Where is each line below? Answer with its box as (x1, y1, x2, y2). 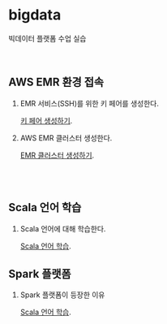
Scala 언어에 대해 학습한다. (19, 223, 106, 233)
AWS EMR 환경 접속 (8, 76, 104, 89)
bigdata (8, 6, 62, 24)
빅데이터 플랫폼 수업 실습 (8, 33, 87, 43)
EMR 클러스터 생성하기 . (19, 150, 95, 160)
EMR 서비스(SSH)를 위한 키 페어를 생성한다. (19, 98, 160, 108)
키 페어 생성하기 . (19, 115, 73, 125)
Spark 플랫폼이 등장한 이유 (19, 290, 105, 300)
